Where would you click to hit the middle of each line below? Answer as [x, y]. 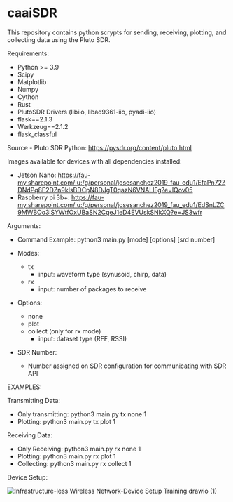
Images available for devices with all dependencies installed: [94, 161]
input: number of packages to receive [92, 289]
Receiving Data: [30, 435]
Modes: [28, 253]
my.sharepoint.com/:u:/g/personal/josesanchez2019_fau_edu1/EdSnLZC [121, 204]
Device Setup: [27, 477]
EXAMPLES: [24, 387]
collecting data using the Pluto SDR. [59, 39]
